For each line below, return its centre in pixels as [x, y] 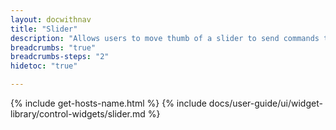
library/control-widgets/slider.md [78, 114]
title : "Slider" [44, 29]
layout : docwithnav [51, 19]
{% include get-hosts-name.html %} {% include [108, 103]
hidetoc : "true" [44, 66]
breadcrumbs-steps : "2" [60, 57]
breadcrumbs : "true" [53, 47]
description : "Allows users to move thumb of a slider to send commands [165, 38]
